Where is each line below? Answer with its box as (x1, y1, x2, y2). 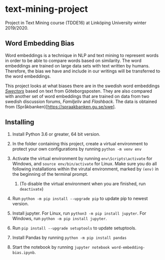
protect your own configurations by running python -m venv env (12, 146, 142, 152)
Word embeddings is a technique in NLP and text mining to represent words (5, 52, 159, 58)
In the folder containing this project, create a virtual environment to (12, 140, 148, 146)
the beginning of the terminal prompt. (12, 171, 89, 177)
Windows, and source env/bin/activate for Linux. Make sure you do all (12, 161, 157, 166)
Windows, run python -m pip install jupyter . (12, 215, 107, 221)
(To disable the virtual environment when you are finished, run (19, 181, 146, 187)
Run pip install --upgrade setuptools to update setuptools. (12, 225, 136, 231)
